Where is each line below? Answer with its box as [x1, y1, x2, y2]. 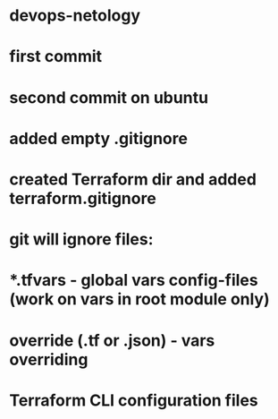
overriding [9, 349, 88, 370]
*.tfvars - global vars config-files [9, 270, 258, 291]
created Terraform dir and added [9, 169, 257, 189]
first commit [9, 47, 103, 67]
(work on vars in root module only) [9, 289, 270, 310]
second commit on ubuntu [9, 87, 208, 107]
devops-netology [9, 5, 141, 26]
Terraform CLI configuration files [9, 390, 259, 410]
